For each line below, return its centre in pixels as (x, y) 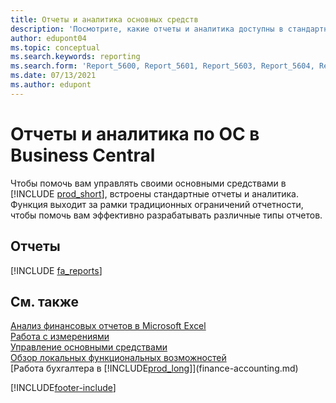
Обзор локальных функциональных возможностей (118, 358)
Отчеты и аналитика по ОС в (135, 133)
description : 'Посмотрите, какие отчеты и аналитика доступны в (147, 29)
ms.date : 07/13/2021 (53, 76)
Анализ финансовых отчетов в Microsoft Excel (108, 326)
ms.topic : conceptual (55, 47)
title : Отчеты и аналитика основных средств (104, 19)
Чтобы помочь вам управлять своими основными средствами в (148, 183)
